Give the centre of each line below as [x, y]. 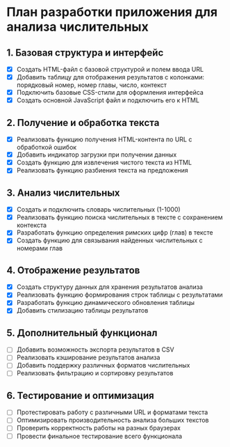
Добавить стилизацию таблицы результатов [82, 311]
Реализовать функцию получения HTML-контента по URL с [104, 139]
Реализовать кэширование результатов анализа [88, 358]
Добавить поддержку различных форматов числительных [103, 366]
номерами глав [40, 249]
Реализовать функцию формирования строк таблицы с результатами [120, 295]
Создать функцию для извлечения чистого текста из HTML [104, 163]
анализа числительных [77, 27]
